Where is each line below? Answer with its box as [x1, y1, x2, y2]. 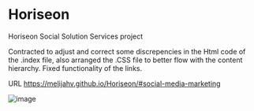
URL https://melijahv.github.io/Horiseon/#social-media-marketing [8, 79, 221, 88]
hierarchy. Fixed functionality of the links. [8, 63, 143, 72]
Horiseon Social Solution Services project [8, 31, 144, 41]
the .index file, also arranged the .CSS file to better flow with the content [8, 55, 243, 65]
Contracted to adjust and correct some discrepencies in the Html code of [8, 46, 246, 56]
